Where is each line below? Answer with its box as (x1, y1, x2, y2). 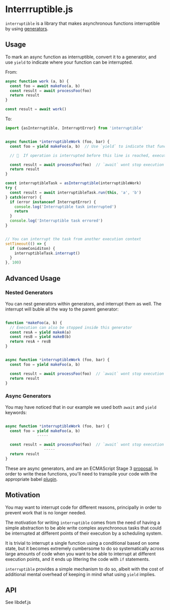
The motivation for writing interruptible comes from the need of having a (5, 519, 160, 526)
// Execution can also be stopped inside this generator (10, 325, 133, 330)
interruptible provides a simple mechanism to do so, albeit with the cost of (5, 565, 164, 572)
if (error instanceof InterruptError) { (10, 199, 96, 204)
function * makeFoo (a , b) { (5, 320, 62, 325)
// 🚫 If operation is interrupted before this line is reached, (10, 153, 151, 158)
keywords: (5, 409, 27, 415)
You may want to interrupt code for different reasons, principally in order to (5, 504, 162, 510)
